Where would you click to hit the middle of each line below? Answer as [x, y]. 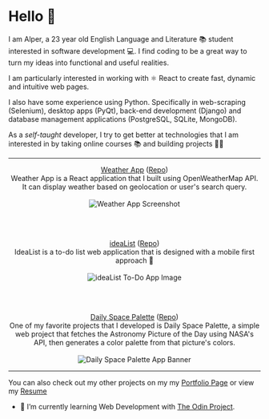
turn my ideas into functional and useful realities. [89, 62]
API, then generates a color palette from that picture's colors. [134, 342]
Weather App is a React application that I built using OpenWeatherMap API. [134, 178]
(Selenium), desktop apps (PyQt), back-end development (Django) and [125, 111]
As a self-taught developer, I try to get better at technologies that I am [123, 135]
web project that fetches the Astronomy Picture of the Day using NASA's [134, 334]
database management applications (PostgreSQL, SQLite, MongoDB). [123, 119]
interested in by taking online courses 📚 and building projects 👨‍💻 [116, 143]
